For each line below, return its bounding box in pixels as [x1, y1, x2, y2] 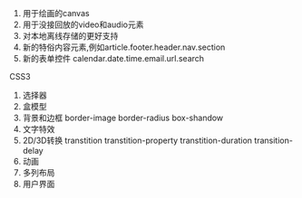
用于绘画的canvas [22, 8, 90, 18]
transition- [253, 135, 293, 146]
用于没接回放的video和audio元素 [22, 19, 144, 30]
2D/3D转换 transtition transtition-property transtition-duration [22, 135, 252, 146]
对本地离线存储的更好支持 [22, 31, 119, 41]
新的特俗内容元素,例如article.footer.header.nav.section [22, 42, 226, 52]
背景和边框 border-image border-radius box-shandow [22, 112, 224, 123]
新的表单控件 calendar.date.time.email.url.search [22, 53, 205, 63]
